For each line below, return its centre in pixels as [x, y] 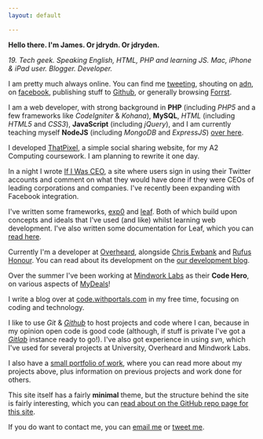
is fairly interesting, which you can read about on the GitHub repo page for [128, 403]
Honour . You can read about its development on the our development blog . [129, 260]
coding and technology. [46, 307]
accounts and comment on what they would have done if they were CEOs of [131, 179]
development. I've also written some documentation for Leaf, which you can [131, 228]
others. [20, 379]
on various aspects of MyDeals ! [60, 283]
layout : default [35, 15]
